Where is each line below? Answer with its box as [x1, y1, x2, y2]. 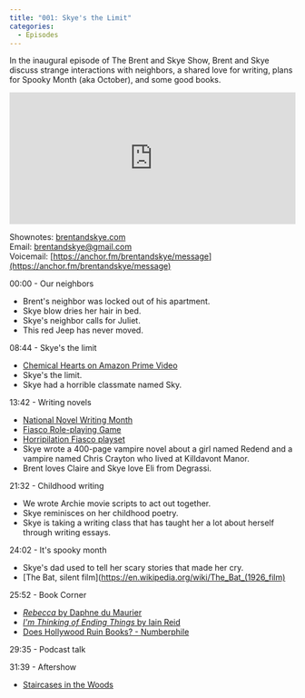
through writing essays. [22, 527, 112, 538]
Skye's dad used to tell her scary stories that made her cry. [22, 563, 244, 573]
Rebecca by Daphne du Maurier [22, 607, 143, 618]
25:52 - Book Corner [9, 590, 87, 601]
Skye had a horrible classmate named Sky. [22, 379, 182, 391]
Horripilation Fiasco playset [22, 434, 125, 445]
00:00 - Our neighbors [9, 278, 94, 289]
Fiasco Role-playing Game [22, 424, 122, 435]
